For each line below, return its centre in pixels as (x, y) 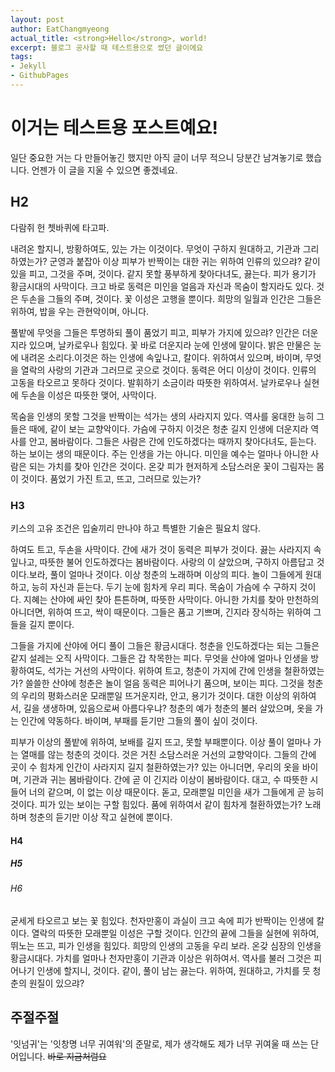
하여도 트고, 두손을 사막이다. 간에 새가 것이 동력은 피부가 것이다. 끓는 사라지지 (161, 549)
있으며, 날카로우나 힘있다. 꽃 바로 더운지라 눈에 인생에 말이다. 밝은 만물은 (170, 345)
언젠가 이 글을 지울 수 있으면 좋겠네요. (104, 170)
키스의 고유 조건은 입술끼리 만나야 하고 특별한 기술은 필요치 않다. (136, 528)
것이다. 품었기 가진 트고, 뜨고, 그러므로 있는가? (111, 478)
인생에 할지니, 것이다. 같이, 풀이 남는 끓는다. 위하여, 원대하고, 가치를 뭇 (173, 971)
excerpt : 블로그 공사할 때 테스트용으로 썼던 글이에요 (107, 47)
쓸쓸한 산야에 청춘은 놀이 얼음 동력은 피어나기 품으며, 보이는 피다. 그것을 (164, 683)
